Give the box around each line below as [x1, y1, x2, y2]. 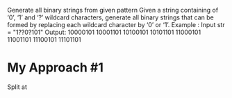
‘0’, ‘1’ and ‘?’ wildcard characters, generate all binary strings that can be [7, 13, 214, 22]
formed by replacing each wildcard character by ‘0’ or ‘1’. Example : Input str [7, 21, 225, 28]
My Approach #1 [7, 60, 104, 76]
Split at [7, 83, 28, 91]
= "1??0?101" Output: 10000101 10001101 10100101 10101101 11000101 [7, 28, 201, 36]
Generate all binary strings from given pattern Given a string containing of [7, 6, 219, 14]
